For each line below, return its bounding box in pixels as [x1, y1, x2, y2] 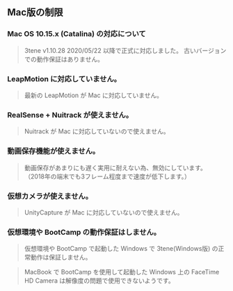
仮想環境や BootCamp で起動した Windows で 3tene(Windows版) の [24, 244, 218, 253]
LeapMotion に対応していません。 [7, 74, 122, 83]
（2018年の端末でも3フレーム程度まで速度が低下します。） [24, 172, 191, 181]
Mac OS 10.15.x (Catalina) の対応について [7, 29, 146, 39]
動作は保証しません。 [30, 253, 92, 262]
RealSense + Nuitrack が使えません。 [7, 110, 134, 119]
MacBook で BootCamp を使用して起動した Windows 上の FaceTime [24, 268, 220, 276]
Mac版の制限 [7, 6, 64, 19]
